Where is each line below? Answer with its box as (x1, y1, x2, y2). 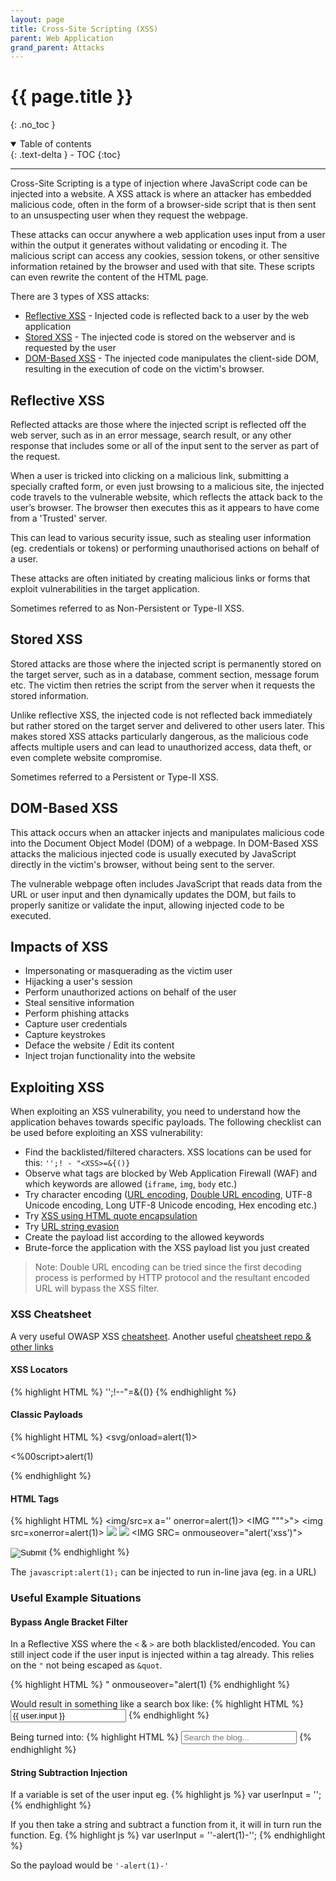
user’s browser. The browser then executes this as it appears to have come (10, 502, 320, 513)
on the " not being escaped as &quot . (10, 1659, 163, 1671)
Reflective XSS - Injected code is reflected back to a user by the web (24, 310, 310, 322)
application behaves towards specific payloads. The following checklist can (10, 1116, 322, 1128)
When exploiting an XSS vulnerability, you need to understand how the (10, 1106, 301, 1118)
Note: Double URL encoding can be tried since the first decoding (34, 1261, 302, 1273)
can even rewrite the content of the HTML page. (10, 271, 209, 283)
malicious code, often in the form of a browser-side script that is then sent (10, 199, 317, 211)
